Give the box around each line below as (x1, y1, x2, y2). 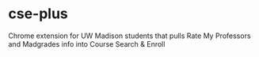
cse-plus (8, 5, 69, 23)
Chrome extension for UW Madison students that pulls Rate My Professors (8, 31, 251, 40)
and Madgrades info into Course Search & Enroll (8, 39, 166, 48)
